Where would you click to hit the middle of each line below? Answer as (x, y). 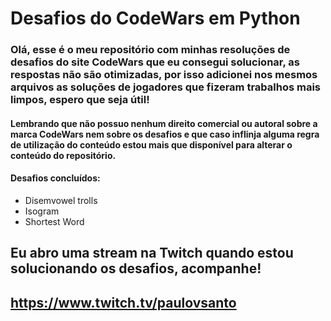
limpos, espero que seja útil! (80, 100)
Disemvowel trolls (61, 200)
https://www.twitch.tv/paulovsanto (123, 302)
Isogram (42, 211)
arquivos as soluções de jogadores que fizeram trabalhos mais (166, 87)
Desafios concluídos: (55, 178)
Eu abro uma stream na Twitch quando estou (152, 253)
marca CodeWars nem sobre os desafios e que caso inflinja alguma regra (165, 134)
